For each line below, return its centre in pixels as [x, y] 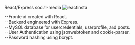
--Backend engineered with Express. [42, 22]
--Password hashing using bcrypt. [39, 37]
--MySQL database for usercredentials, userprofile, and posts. [67, 27]
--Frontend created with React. [36, 17]
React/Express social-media [33, 7]
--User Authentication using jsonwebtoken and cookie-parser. [67, 32]
